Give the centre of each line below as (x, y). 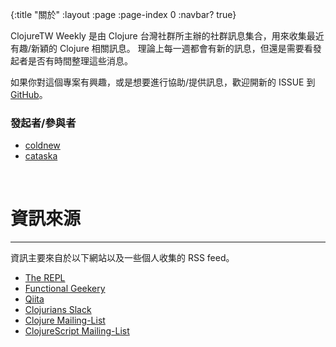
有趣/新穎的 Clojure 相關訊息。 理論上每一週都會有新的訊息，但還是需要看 (161, 48)
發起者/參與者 (43, 123)
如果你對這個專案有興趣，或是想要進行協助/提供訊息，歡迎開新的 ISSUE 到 (163, 82)
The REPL (45, 278)
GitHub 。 (29, 94)
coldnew (42, 145)
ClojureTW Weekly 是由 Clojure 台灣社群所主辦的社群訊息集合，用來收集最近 (167, 36)
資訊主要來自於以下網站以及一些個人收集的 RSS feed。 (122, 258)
